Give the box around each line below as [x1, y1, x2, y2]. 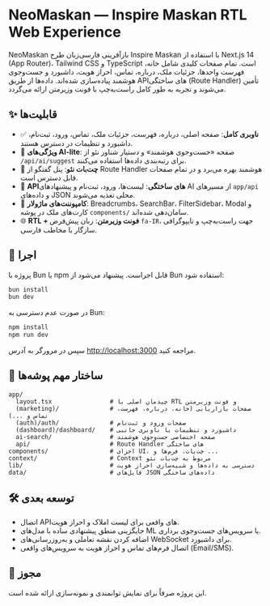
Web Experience [8, 23, 121, 41]
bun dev [8, 293, 35, 301]
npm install [8, 323, 49, 331]
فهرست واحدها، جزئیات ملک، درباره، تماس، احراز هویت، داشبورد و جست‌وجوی [8, 66, 245, 76]
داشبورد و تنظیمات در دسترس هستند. [19, 138, 133, 147]
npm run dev [8, 331, 49, 339]
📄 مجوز [8, 566, 42, 580]
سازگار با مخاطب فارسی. [19, 224, 98, 234]
